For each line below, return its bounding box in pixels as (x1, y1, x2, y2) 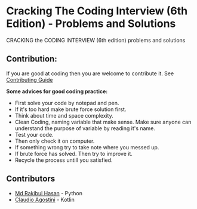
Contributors (6, 174, 56, 184)
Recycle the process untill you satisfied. (14, 156, 113, 164)
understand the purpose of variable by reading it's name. (14, 124, 155, 132)
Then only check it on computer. (14, 137, 95, 145)
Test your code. (14, 131, 54, 138)
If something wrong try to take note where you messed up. (14, 143, 159, 150)
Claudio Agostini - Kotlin (14, 196, 75, 203)
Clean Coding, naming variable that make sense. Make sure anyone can (14, 118, 192, 125)
